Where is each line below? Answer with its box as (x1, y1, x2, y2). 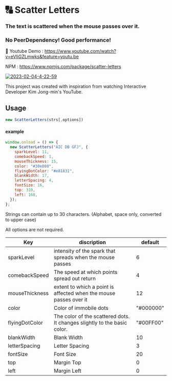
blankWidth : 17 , (14, 173, 50, 178)
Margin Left (53, 367, 82, 374)
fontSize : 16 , (14, 183, 45, 188)
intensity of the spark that (53, 247, 116, 254)
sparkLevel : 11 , (14, 149, 50, 155)
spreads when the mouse (53, 253, 115, 260)
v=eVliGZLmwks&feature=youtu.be (5, 53, 79, 60)
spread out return (53, 275, 96, 282)
